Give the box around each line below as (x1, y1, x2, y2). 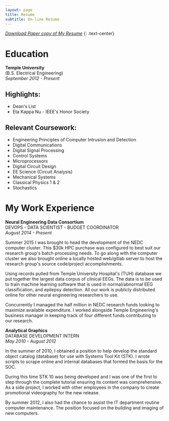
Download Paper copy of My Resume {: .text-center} (5, 31, 115, 37)
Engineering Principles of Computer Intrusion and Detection (12, 136, 137, 142)
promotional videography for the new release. (5, 389, 100, 395)
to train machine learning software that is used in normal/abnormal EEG (5, 281, 153, 287)
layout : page (5, 7, 33, 13)
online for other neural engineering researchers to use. (5, 292, 119, 298)
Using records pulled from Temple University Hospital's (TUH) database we (5, 270, 162, 277)
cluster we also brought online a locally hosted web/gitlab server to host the (5, 255, 162, 262)
